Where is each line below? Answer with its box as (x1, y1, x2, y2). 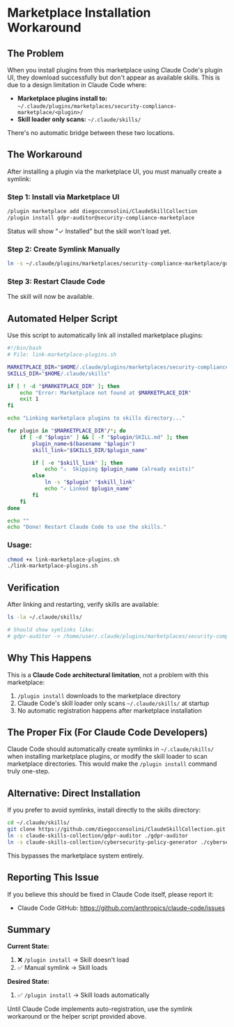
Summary (7, 923, 51, 935)
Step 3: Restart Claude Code (7, 277, 106, 286)
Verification (7, 582, 60, 594)
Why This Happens (7, 652, 92, 664)
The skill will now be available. (7, 293, 94, 301)
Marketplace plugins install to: (17, 94, 108, 102)
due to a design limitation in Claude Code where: (7, 81, 147, 88)
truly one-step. (7, 767, 50, 775)
